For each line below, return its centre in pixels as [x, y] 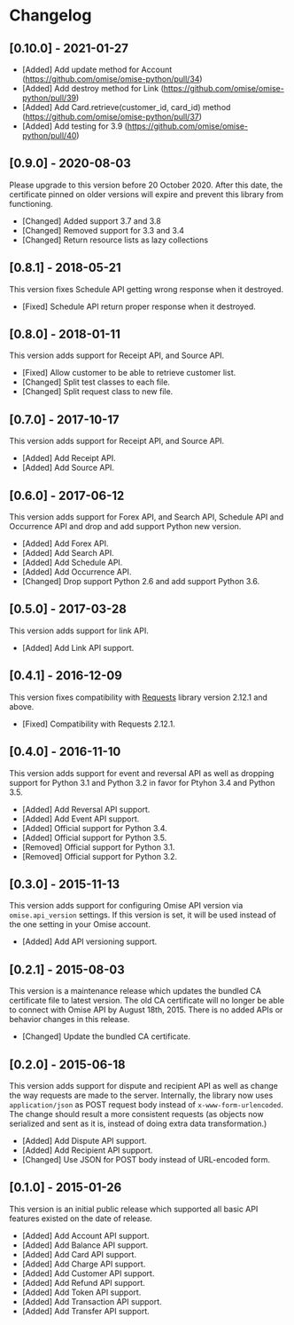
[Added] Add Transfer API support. [86, 1311]
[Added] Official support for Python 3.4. [95, 828]
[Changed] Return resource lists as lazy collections [115, 240]
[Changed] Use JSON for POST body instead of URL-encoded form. [146, 1159]
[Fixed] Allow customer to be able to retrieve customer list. [129, 373]
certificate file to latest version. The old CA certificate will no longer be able [147, 1001]
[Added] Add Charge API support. [84, 1264]
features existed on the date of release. [81, 1218]
